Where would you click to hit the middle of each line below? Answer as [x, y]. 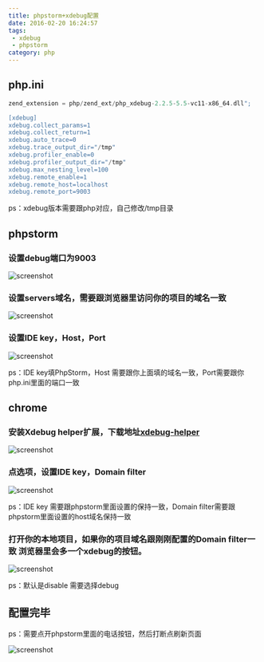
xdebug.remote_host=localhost [59, 184]
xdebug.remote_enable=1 [48, 177]
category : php [32, 53]
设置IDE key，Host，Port [57, 338]
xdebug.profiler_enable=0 [51, 155]
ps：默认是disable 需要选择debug [64, 585]
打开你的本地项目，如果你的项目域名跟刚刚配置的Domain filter [128, 539]
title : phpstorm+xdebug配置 [54, 16]
